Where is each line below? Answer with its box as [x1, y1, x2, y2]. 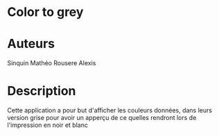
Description [7, 83, 76, 99]
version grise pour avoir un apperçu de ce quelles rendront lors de [7, 114, 197, 122]
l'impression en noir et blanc [7, 121, 89, 129]
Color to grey [7, 4, 84, 20]
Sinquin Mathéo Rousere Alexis [7, 59, 96, 67]
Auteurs [7, 36, 55, 52]
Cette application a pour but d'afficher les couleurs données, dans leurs [7, 106, 213, 114]
